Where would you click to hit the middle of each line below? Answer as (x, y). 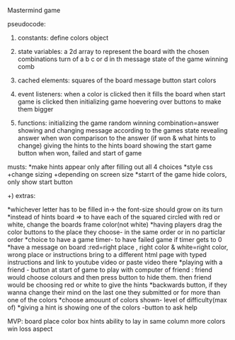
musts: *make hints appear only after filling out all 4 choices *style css (110, 167)
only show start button (40, 182)
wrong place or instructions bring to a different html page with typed (107, 254)
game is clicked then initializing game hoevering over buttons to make (119, 102)
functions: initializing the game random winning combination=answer (118, 123)
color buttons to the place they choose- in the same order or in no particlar (116, 232)
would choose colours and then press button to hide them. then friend (109, 277)
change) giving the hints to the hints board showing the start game (115, 146)
